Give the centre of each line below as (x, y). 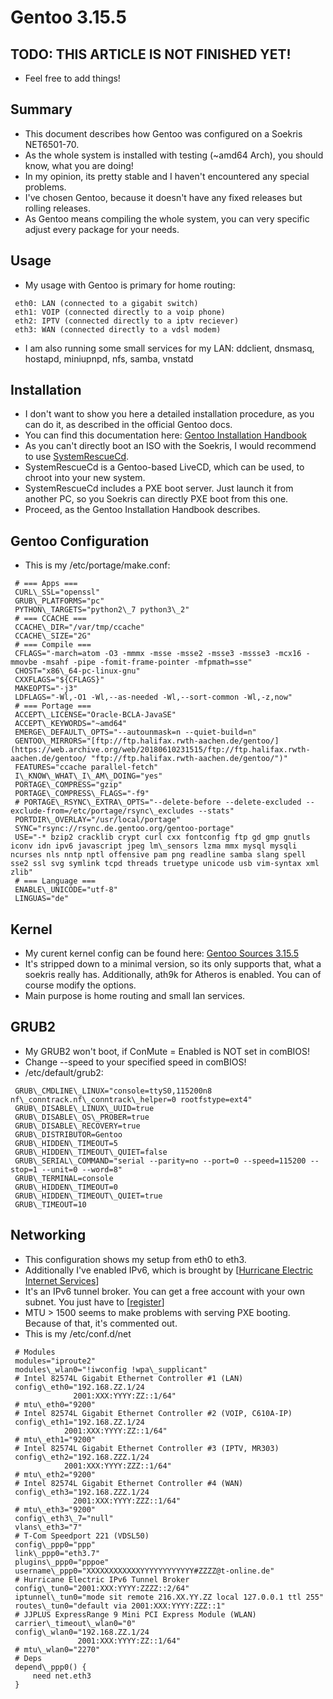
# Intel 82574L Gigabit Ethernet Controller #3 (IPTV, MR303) (147, 1448)
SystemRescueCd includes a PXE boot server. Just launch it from (159, 488)
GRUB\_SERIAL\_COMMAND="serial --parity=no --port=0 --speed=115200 (160, 1161)
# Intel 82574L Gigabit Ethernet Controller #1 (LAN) (129, 1378)
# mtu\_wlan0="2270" (57, 1649)
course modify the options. (80, 985)
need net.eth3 (62, 1676)
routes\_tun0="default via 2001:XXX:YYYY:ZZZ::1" (120, 1606)
